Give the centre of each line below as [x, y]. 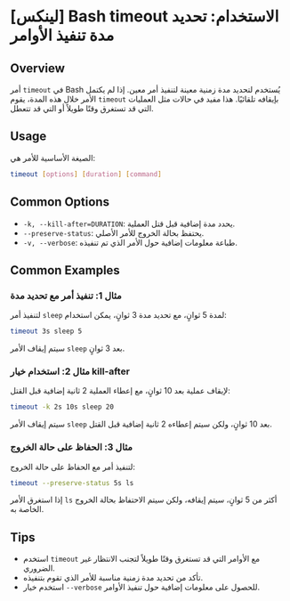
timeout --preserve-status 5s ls [72, 483]
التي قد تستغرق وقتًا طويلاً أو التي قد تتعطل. [82, 108]
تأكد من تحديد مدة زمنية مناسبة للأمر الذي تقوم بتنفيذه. [113, 578]
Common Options [60, 202]
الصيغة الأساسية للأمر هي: [53, 158]
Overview [38, 68]
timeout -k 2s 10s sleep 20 [62, 407]
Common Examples [65, 270]
